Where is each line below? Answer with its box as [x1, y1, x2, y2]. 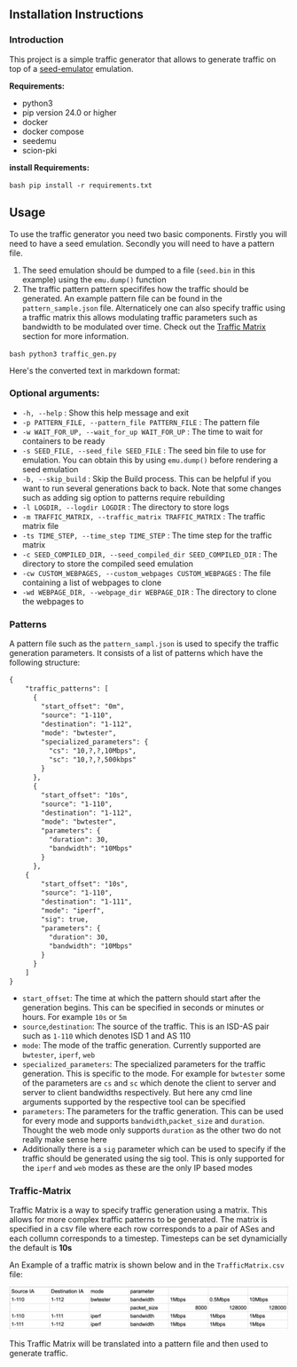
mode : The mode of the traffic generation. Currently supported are [21, 1040, 262, 1051]
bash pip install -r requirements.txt [9, 181, 152, 190]
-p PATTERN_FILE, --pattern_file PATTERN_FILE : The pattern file [21, 416, 260, 427]
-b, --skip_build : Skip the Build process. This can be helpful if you [21, 473, 272, 484]
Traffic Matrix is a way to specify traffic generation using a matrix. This [9, 1205, 268, 1215]
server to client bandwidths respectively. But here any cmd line [21, 1087, 253, 1098]
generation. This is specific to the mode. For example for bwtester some [21, 1069, 285, 1079]
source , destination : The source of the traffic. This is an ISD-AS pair [21, 1021, 270, 1032]
